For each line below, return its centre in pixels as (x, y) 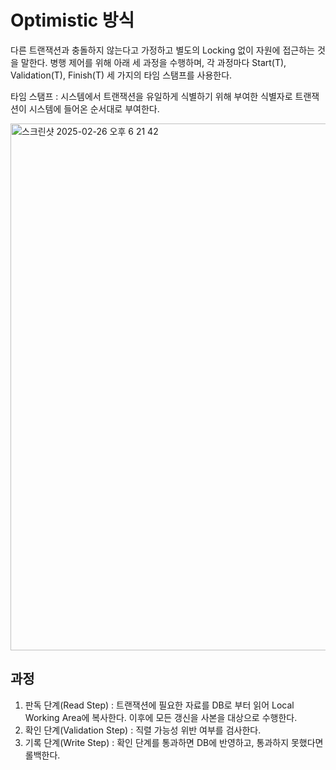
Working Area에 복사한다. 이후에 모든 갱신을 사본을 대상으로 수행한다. (161, 717)
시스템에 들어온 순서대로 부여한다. (94, 108)
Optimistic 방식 (72, 20)
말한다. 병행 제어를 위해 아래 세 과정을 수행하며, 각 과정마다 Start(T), (153, 62)
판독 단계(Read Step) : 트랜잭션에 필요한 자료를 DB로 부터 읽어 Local (159, 705)
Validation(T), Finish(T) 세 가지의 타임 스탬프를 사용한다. (121, 75)
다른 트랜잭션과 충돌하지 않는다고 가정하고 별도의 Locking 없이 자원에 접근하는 (162, 50)
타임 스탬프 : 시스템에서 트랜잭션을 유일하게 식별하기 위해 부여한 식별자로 (151, 96)
